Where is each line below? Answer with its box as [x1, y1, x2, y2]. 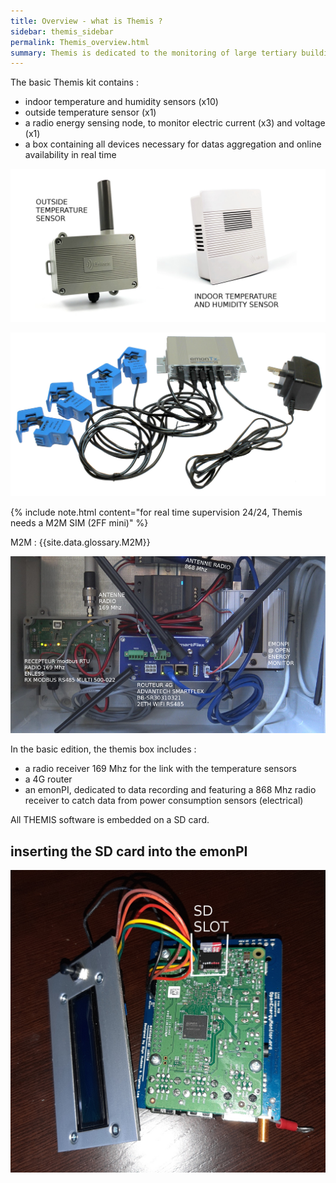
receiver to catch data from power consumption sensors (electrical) [24, 795, 304, 807]
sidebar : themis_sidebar [10, 26, 114, 37]
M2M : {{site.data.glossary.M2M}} [10, 536, 151, 548]
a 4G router [24, 773, 73, 785]
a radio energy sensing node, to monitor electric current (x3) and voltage [24, 117, 326, 129]
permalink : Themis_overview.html [10, 37, 150, 47]
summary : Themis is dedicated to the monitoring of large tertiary [10, 48, 298, 58]
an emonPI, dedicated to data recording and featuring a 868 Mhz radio [24, 784, 317, 796]
